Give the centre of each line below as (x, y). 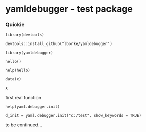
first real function (23, 98)
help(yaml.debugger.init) (32, 107)
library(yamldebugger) (29, 53)
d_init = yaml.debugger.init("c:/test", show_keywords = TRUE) (74, 116)
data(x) (13, 79)
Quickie (15, 25)
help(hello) (18, 71)
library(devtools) (25, 35)
